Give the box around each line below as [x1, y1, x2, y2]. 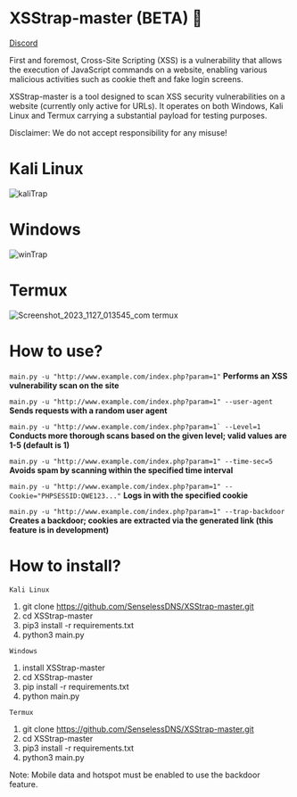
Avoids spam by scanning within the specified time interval [9, 464, 234, 476]
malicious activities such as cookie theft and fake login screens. [9, 73, 243, 84]
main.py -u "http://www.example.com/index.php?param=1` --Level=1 [9, 422, 261, 431]
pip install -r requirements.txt [21, 681, 129, 692]
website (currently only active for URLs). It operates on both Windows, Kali [9, 100, 284, 111]
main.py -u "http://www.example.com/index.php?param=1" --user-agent [9, 397, 274, 406]
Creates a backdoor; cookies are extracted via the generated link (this [9, 515, 274, 526]
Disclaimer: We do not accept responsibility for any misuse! [9, 127, 227, 137]
